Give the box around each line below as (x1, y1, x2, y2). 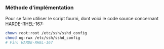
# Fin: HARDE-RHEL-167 (5, 40, 53, 45)
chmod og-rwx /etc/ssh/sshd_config (5, 35, 80, 40)
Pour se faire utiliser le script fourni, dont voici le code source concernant (5, 16, 159, 22)
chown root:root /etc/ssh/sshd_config (5, 31, 87, 36)
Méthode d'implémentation (5, 4, 74, 11)
